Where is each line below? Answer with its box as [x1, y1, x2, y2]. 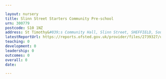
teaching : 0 [5, 39, 30, 44]
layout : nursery [5, 11, 39, 16]
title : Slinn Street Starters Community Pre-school [5, 16, 114, 21]
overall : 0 [5, 57, 28, 62]
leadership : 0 [5, 48, 35, 53]
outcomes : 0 [5, 53, 30, 58]
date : [5, 62, 16, 67]
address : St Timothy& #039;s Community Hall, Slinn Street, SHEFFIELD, [5, 30, 154, 35]
